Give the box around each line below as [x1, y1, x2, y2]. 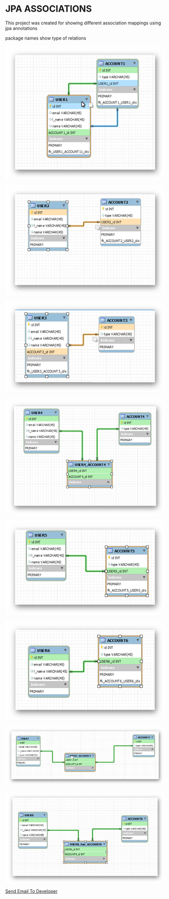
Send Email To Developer [5, 888, 58, 894]
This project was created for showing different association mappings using [5, 20, 161, 26]
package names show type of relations [5, 35, 87, 41]
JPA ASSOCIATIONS [5, 3, 92, 15]
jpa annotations [5, 25, 38, 31]
